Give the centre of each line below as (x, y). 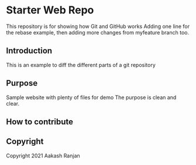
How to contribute (40, 122)
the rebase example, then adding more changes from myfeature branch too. (97, 32)
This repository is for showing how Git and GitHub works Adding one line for (98, 26)
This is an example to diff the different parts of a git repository (81, 65)
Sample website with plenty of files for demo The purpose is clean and (91, 97)
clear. (13, 103)
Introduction (29, 51)
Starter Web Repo (50, 10)
